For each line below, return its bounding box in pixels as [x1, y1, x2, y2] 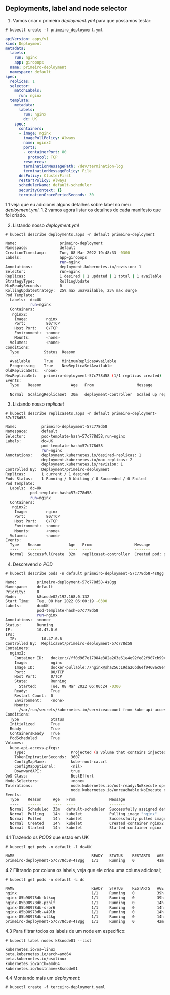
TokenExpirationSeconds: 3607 [14, 755, 80, 760]
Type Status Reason [10, 349, 76, 355]
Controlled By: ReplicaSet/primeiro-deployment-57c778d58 [5, 641, 133, 646]
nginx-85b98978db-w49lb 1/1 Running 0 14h [5, 910, 164, 915]
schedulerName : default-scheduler [18, 182, 92, 188]
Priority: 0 [5, 589, 39, 594]
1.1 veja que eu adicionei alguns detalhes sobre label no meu [5, 201, 131, 207]
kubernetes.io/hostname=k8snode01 [5, 966, 78, 971]
